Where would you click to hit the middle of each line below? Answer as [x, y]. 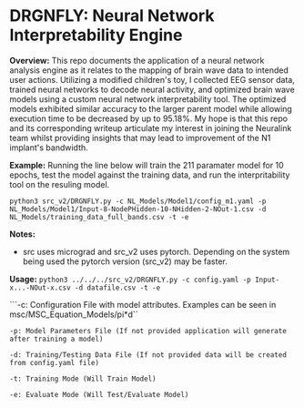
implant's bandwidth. [49, 148]
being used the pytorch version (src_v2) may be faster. [125, 261]
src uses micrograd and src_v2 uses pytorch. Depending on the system [156, 251]
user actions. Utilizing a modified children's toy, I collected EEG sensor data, [152, 79]
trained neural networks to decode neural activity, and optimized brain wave [152, 89]
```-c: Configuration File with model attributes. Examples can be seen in [143, 304]
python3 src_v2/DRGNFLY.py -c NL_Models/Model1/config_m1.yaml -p [138, 201]
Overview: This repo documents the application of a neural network [137, 60]
